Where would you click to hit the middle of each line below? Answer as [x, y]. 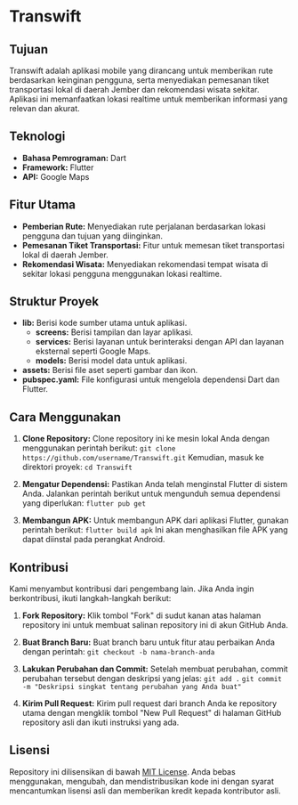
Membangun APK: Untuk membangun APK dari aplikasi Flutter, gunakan [155, 520]
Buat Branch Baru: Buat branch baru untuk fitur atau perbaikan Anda [149, 642]
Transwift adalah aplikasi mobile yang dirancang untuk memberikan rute [141, 70]
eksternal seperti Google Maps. [93, 351]
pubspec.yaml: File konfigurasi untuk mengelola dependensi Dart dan [151, 379]
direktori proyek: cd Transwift [77, 467]
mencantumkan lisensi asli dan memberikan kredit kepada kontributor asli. [145, 791]
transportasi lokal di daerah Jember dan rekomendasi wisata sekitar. [134, 89]
